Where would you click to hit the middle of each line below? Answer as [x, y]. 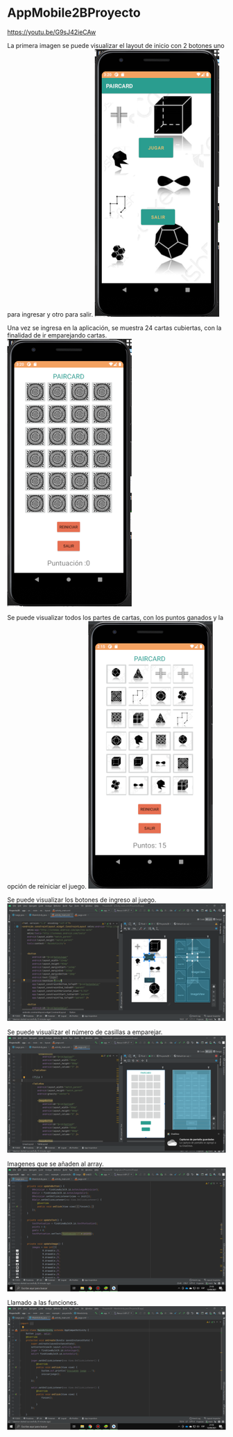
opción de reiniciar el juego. [47, 886]
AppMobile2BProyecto [74, 13]
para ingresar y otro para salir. [50, 314]
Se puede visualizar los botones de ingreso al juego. [82, 900]
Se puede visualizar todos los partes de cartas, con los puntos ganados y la [115, 617]
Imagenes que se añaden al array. [55, 1164]
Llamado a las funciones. [43, 1302]
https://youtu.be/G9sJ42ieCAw [52, 32]
